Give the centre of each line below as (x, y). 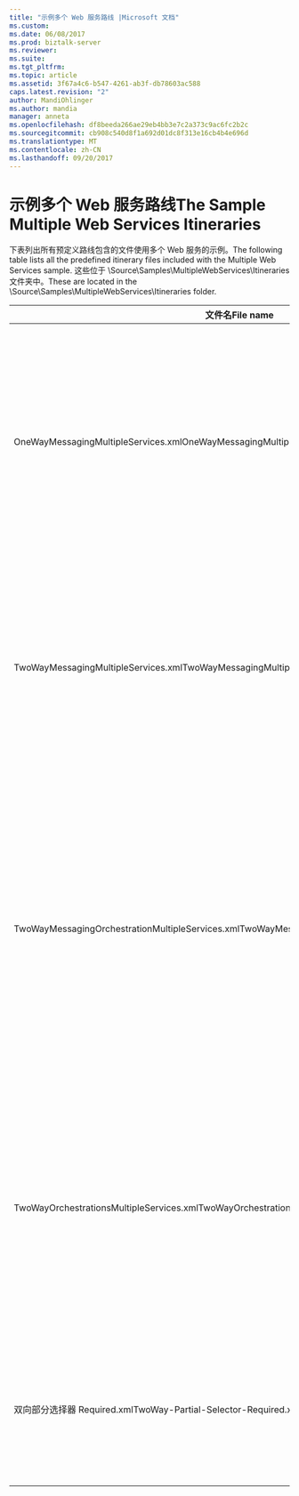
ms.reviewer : (33, 51)
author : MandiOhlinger (51, 100)
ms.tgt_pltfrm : (37, 68)
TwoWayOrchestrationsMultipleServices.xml (106, 1208)
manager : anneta (39, 117)
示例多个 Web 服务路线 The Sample (137, 205)
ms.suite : (28, 59)
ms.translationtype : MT (53, 141)
